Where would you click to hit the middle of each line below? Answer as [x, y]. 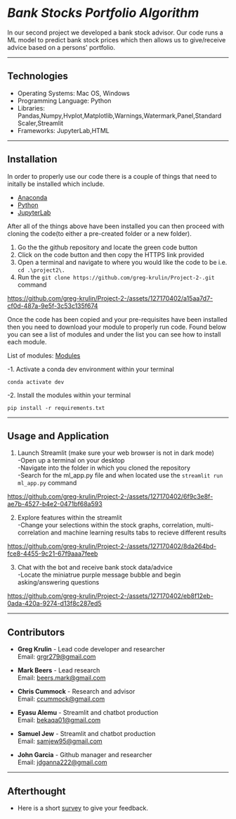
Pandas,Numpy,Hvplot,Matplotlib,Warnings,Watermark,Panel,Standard [119, 115]
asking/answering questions [58, 582]
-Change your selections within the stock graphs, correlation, [106, 525]
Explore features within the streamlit [70, 518]
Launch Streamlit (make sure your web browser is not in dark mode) [116, 453]
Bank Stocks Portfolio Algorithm [103, 13]
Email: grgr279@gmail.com [57, 657]
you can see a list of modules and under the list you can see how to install [114, 334]
